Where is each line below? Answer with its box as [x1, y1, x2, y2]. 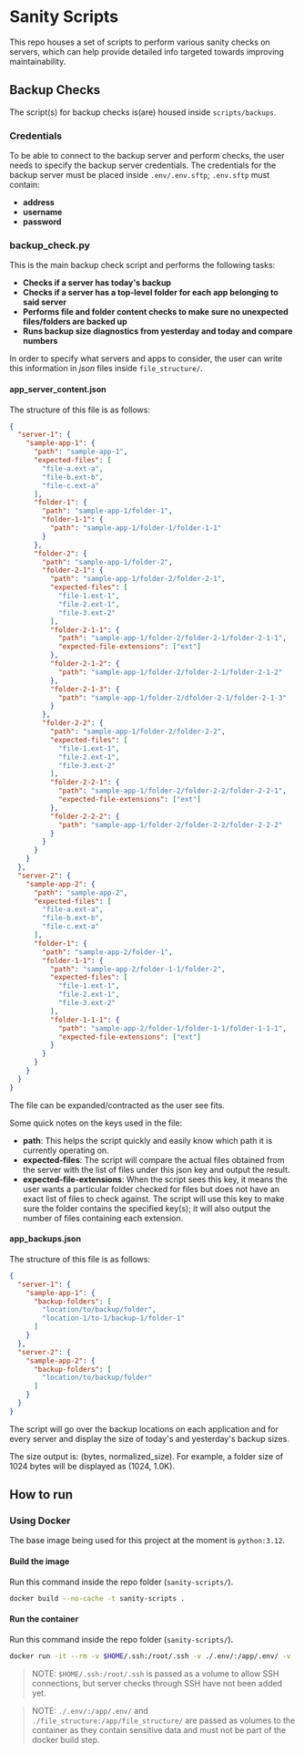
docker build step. [31, 1734, 100, 1745]
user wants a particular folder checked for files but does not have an [22, 1183, 280, 1194]
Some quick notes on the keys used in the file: [9, 1117, 183, 1128]
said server [22, 296, 66, 307]
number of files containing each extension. [22, 1212, 184, 1223]
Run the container [9, 1614, 79, 1624]
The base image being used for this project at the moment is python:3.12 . [9, 1535, 285, 1546]
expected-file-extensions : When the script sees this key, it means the [22, 1174, 289, 1185]
